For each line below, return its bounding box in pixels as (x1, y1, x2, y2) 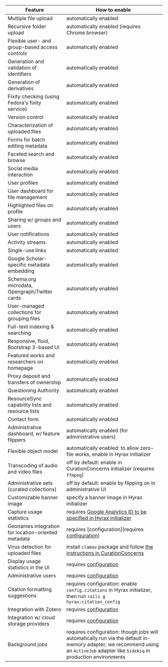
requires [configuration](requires (66, 526, 144, 532)
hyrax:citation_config (66, 599, 120, 604)
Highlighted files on (7, 202, 53, 209)
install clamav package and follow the (66, 543, 153, 550)
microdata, (7, 282, 33, 289)
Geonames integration (7, 523, 60, 529)
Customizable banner (7, 494, 58, 501)
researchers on (7, 358, 43, 365)
